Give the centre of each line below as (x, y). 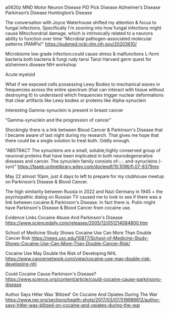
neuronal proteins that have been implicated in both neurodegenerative (79, 156)
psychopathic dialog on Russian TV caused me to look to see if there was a (83, 197)
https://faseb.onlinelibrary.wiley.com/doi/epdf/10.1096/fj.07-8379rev (89, 166)
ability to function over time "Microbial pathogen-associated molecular (79, 38)
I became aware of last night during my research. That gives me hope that (82, 135)
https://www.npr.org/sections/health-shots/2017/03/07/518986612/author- (83, 300)
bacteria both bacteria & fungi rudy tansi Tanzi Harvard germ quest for (78, 59)
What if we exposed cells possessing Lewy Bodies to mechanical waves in (83, 84)
